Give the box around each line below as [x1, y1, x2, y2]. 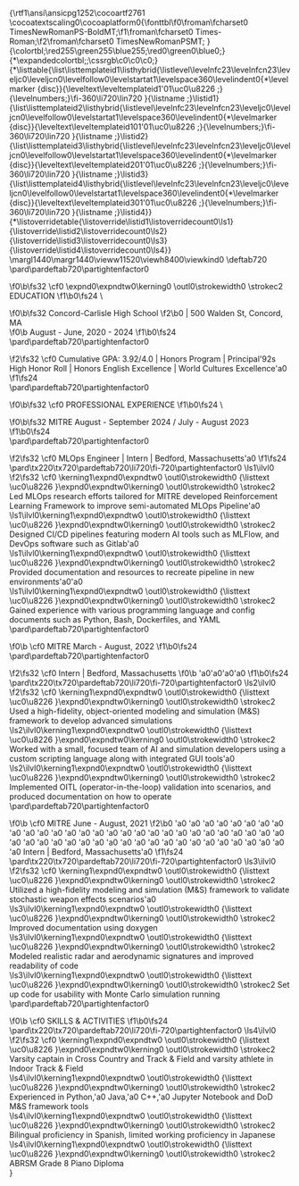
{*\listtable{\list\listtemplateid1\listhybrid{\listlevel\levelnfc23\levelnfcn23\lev [9, 64, 291, 75]
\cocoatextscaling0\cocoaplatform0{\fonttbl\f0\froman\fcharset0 [9, 17, 248, 28]
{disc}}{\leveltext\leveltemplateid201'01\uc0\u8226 [9, 160, 197, 170]
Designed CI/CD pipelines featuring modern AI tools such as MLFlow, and [9, 529, 279, 539]
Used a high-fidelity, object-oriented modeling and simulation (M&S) [9, 706, 261, 716]
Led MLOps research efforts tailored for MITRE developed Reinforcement [9, 491, 278, 501]
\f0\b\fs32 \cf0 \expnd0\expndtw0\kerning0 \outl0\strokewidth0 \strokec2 [9, 281, 284, 291]
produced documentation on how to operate [9, 791, 172, 802]
